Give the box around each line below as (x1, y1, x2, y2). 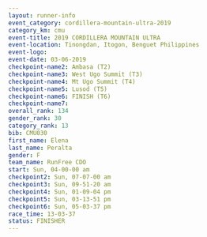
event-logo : (8, 48, 47, 56)
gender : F (8, 151, 41, 159)
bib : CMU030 (8, 129, 47, 137)
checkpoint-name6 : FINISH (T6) (8, 92, 111, 100)
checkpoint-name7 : (8, 100, 69, 107)
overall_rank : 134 (8, 107, 69, 115)
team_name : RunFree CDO (8, 159, 87, 167)
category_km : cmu (8, 26, 66, 34)
